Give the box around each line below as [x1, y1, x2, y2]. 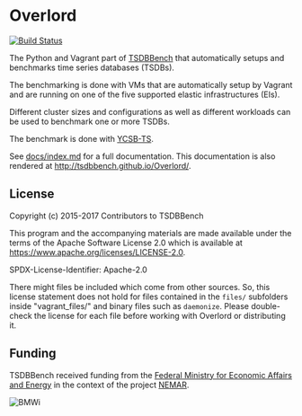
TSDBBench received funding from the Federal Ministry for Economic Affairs [9, 369, 293, 380]
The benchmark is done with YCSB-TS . [9, 133, 155, 144]
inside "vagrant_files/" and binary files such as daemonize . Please [9, 300, 250, 311]
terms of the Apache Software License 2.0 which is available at [9, 237, 243, 248]
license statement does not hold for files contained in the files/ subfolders [9, 291, 289, 302]
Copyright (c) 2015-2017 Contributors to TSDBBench [9, 210, 204, 221]
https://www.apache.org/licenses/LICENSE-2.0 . [9, 246, 186, 257]
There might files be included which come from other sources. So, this [9, 281, 271, 292]
